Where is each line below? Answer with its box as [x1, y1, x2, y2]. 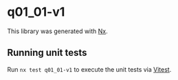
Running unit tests [7, 47, 87, 59]
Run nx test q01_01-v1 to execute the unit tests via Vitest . [7, 65, 172, 73]
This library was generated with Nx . [7, 27, 108, 35]
